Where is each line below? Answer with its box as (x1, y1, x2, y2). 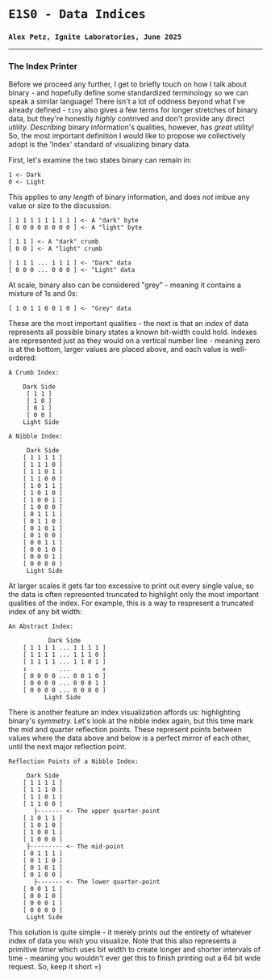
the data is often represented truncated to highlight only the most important (8, 589, 260, 599)
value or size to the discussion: (8, 201, 111, 210)
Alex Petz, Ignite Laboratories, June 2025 (8, 32, 182, 42)
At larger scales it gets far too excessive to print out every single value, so (8, 581, 254, 591)
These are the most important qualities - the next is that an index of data (8, 318, 248, 328)
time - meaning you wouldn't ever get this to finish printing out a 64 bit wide (8, 953, 261, 963)
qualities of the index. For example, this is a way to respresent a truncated (8, 598, 254, 608)
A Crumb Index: (8, 368, 60, 376)
